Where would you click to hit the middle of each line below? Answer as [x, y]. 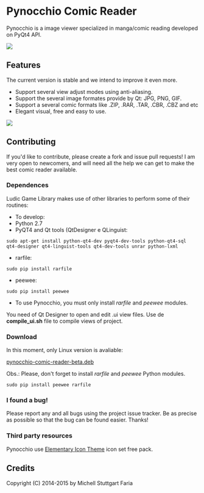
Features [23, 65]
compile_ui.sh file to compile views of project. [65, 321]
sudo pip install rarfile [39, 269]
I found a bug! [27, 400]
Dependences [27, 185]
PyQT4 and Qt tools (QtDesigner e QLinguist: [71, 229]
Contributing [31, 142]
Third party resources [40, 436]
